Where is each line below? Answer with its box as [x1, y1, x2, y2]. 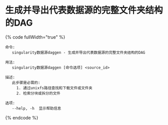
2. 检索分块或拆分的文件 [16, 91, 61, 96]
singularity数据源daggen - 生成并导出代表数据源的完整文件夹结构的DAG [11, 50, 145, 55]
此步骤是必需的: [11, 80, 40, 85]
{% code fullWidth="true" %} [5, 34, 65, 40]
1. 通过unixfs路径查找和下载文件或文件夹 [16, 85, 92, 90]
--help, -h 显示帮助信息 [11, 106, 61, 111]
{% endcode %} [5, 114, 38, 120]
